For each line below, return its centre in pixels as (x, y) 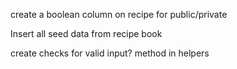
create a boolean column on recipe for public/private (119, 14)
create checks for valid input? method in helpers (110, 53)
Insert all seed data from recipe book (86, 33)
